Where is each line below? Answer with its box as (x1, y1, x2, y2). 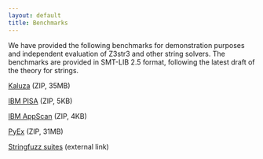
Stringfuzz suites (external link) (8, 142, 110, 151)
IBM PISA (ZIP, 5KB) (8, 96, 73, 105)
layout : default (8, 11, 61, 20)
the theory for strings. (8, 65, 79, 75)
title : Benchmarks (8, 19, 68, 27)
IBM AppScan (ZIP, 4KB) (8, 111, 88, 120)
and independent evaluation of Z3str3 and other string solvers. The (8, 49, 225, 58)
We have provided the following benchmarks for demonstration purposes (8, 40, 245, 50)
